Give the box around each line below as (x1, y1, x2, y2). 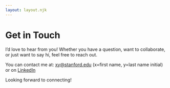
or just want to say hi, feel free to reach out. (5, 51, 97, 57)
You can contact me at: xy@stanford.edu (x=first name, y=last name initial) (5, 62, 163, 68)
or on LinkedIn (5, 67, 36, 73)
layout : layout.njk (5, 7, 47, 13)
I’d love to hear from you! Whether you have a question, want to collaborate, (5, 46, 165, 52)
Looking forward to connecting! (5, 77, 72, 83)
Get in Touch (5, 29, 60, 41)
